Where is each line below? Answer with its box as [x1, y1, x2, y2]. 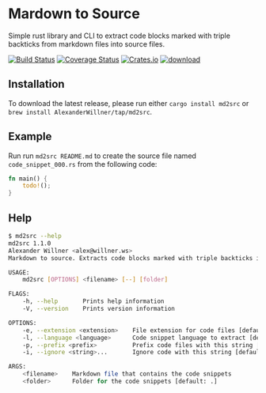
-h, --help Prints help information [22, 297, 165, 305]
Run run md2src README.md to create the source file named [8, 151, 196, 161]
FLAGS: [8, 290, 30, 298]
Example [8, 130, 52, 143]
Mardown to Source [8, 5, 140, 23]
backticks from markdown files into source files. [8, 39, 165, 48]
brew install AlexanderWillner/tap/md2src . [8, 107, 153, 116]
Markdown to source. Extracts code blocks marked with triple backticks [8, 254, 253, 262]
